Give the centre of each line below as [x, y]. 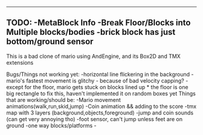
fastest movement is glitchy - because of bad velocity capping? [105, 80]
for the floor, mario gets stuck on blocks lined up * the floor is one [106, 87]
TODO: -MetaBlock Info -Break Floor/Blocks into [98, 23]
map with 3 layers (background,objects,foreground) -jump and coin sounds [100, 113]
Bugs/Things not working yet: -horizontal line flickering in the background [98, 74]
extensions [20, 62]
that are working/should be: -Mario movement [63, 99]
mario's [16, 80]
